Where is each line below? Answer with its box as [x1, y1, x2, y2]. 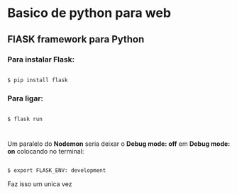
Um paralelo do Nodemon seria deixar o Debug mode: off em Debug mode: [7, 139, 231, 148]
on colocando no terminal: [7, 147, 84, 156]
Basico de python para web [7, 5, 172, 21]
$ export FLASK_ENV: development [7, 167, 106, 174]
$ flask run [7, 115, 43, 123]
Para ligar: [7, 93, 44, 103]
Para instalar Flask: [7, 55, 75, 64]
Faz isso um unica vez [7, 179, 72, 188]
